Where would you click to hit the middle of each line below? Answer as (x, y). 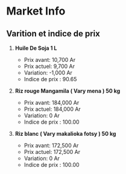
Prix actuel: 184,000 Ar (52, 109)
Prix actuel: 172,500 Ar (52, 152)
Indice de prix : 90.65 (50, 79)
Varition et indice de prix (53, 34)
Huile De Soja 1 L (36, 48)
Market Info (36, 11)
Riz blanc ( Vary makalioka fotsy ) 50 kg (65, 134)
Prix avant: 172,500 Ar (51, 146)
